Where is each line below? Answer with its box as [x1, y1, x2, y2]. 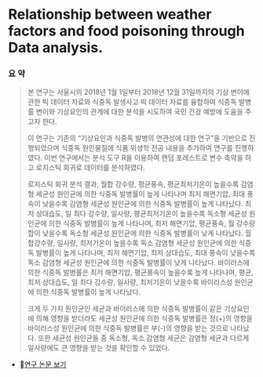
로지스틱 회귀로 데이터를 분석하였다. [35, 163, 145, 172]
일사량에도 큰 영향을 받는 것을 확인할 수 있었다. [27, 343, 170, 353]
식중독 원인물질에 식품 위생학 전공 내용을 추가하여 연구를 [61, 143, 233, 153]
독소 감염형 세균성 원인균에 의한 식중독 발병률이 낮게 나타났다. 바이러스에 [27, 258, 250, 267]
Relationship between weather [8, 5, 212, 24]
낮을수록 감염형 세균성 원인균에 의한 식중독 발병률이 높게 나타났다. [42, 199, 243, 208]
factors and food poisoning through [8, 22, 245, 40]
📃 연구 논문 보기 [19, 360, 67, 369]
